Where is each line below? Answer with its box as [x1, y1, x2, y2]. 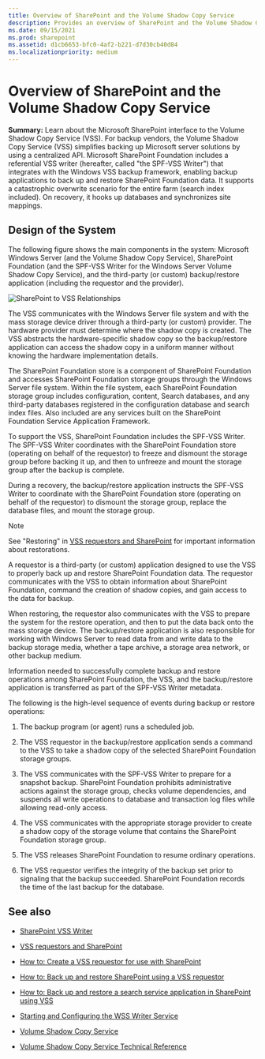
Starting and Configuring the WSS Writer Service [19, 1011, 179, 1020]
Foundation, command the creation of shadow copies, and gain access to [8, 585, 247, 595]
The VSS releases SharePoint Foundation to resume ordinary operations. [19, 850, 256, 859]
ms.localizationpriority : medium [8, 48, 118, 56]
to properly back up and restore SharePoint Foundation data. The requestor [8, 568, 253, 577]
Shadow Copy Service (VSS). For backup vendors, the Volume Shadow [8, 133, 239, 143]
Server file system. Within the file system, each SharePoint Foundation [8, 382, 237, 392]
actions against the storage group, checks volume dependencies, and [19, 786, 247, 795]
